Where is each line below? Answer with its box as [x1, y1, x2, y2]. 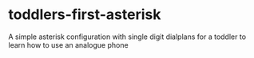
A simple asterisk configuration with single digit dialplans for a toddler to [8, 32, 246, 41]
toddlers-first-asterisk [8, 6, 161, 24]
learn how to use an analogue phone [8, 40, 129, 49]
